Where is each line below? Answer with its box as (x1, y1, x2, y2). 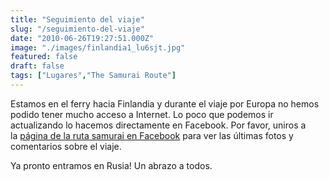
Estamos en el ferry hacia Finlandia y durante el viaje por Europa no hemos (10, 97, 320, 110)
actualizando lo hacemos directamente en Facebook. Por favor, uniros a (10, 119, 307, 131)
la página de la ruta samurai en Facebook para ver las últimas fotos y (10, 129, 294, 141)
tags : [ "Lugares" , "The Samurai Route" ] (10, 71, 177, 81)
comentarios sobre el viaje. (10, 140, 122, 152)
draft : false (10, 61, 65, 71)
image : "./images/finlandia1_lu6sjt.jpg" (10, 42, 186, 53)
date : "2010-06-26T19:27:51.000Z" (10, 33, 155, 43)
